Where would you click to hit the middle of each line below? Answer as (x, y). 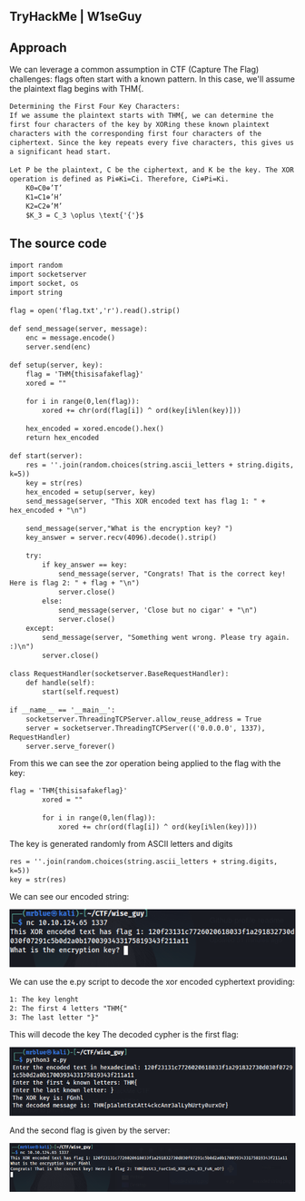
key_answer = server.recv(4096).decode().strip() (122, 538)
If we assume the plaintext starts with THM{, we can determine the (142, 116)
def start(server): (46, 456)
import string (36, 293)
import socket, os (44, 284)
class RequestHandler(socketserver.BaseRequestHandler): (119, 674)
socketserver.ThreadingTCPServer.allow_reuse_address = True (143, 719)
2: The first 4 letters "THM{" (69, 1009)
